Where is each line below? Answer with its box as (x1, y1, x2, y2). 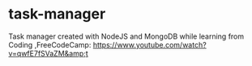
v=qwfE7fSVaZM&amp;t (8, 48, 89, 58)
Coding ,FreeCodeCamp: (8, 39, 92, 49)
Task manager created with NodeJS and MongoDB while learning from (8, 31, 245, 41)
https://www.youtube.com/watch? (92, 39, 207, 49)
